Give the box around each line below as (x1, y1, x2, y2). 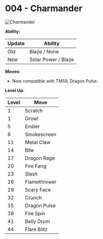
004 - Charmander (5, 3, 83, 14)
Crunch (25, 194, 42, 201)
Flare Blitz (25, 226, 48, 233)
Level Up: (5, 87, 25, 93)
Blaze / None (29, 48, 59, 55)
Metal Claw (25, 139, 51, 146)
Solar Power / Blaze (29, 56, 74, 63)
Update (7, 40, 25, 47)
